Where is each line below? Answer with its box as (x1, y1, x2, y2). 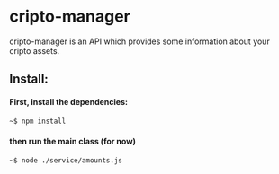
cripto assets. (9, 45, 60, 56)
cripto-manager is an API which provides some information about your (9, 36, 270, 47)
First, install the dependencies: (9, 96, 129, 107)
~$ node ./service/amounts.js (9, 155, 123, 165)
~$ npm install (9, 117, 67, 126)
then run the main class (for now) (9, 136, 137, 146)
